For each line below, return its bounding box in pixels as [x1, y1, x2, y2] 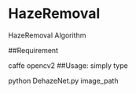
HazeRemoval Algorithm [8, 30, 86, 40]
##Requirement [8, 45, 59, 55]
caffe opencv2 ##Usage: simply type [8, 60, 128, 70]
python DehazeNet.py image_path [8, 76, 119, 85]
